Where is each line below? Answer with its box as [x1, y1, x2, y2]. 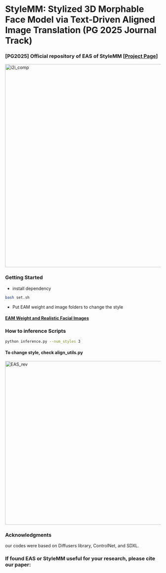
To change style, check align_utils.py [5, 350, 83, 356]
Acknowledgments [5, 531, 52, 538]
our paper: [5, 561, 31, 568]
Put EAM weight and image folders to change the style [12, 304, 124, 310]
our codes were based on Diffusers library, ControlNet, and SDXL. [5, 542, 139, 548]
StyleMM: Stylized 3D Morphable [5, 3, 144, 15]
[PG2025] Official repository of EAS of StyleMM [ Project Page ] [5, 53, 158, 60]
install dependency [12, 285, 51, 291]
